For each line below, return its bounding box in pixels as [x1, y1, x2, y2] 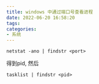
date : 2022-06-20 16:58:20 [6, 15, 75, 21]
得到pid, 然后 [6, 60, 39, 67]
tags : [6, 20, 20, 26]
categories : [6, 26, 37, 32]
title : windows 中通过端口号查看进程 [6, 9, 94, 15]
